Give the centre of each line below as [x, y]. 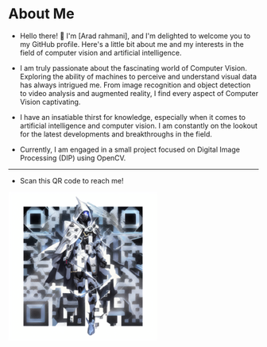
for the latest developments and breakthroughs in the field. [116, 134]
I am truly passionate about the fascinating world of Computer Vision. [133, 67]
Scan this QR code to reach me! [72, 180]
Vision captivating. [50, 102]
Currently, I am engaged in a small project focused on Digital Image [130, 149]
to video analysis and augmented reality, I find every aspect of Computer [139, 93]
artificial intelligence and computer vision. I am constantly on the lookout [139, 125]
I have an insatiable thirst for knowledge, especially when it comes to [133, 117]
